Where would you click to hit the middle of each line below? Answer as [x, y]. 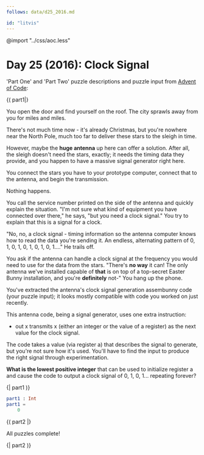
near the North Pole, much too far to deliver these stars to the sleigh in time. [101, 136]
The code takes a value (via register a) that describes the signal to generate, [102, 345]
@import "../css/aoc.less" [38, 40]
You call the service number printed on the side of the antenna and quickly [100, 203]
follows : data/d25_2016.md [40, 12]
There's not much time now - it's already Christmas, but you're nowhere [97, 130]
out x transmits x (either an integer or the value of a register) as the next [105, 327]
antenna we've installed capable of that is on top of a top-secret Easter [96, 272]
